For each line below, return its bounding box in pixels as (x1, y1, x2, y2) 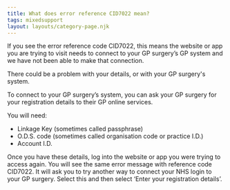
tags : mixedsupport (7, 17, 64, 23)
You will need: (7, 111, 47, 120)
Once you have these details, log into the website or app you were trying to (7, 153, 221, 161)
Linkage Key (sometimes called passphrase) (17, 125, 144, 133)
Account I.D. (17, 140, 53, 148)
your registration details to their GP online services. (7, 98, 153, 106)
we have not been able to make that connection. (7, 57, 144, 65)
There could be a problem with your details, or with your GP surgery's (7, 70, 206, 78)
